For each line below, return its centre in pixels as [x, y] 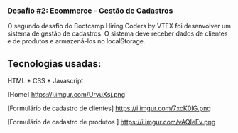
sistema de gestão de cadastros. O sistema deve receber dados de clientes [118, 33]
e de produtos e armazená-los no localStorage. [76, 41]
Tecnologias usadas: [54, 64]
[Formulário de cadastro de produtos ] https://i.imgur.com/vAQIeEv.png [112, 122]
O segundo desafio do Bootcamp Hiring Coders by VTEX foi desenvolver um [119, 26]
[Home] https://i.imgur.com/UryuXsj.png [66, 95]
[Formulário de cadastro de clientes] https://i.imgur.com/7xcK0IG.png [109, 108]
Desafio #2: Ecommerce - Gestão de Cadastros [90, 11]
